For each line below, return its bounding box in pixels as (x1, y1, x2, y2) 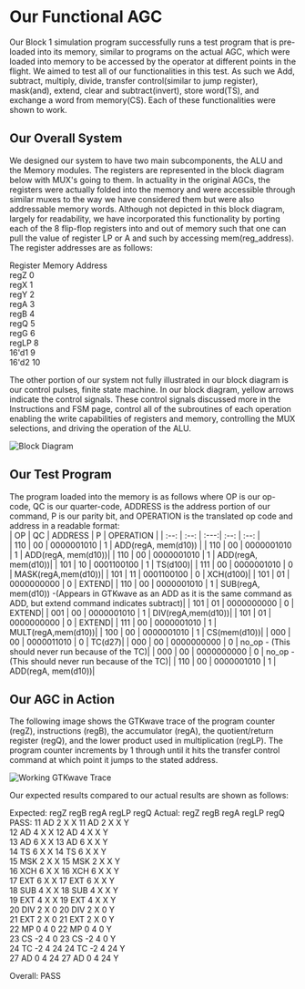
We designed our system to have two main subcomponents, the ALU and (9, 155, 283, 166)
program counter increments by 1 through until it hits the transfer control (9, 745, 280, 756)
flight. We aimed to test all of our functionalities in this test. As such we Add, (9, 66, 296, 77)
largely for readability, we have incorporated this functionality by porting (9, 212, 280, 224)
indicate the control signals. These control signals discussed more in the (9, 394, 281, 405)
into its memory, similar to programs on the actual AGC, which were (37, 46, 290, 57)
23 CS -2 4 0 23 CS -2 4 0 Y (9, 933, 117, 944)
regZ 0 (9, 269, 35, 280)
